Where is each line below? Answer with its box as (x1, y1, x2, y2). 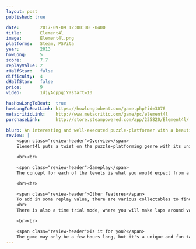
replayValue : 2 (6, 63, 43, 68)
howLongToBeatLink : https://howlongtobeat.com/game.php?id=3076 (6, 106, 166, 112)
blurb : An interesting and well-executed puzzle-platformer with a (6, 127, 174, 133)
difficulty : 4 (6, 74, 43, 79)
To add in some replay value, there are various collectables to (16, 196, 179, 202)
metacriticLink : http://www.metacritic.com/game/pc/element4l (6, 111, 168, 117)
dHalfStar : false (6, 79, 54, 85)
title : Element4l (6, 30, 64, 36)
